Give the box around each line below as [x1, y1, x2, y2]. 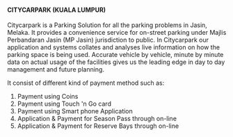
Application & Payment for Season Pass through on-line [17, 115, 177, 123]
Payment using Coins [17, 92, 79, 101]
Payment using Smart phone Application [17, 107, 134, 115]
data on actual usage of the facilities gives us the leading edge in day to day [7, 58, 225, 66]
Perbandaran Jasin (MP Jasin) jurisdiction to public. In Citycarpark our [7, 35, 209, 45]
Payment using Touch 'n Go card [17, 99, 111, 108]
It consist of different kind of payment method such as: [7, 79, 165, 87]
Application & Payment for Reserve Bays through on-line [17, 122, 179, 130]
